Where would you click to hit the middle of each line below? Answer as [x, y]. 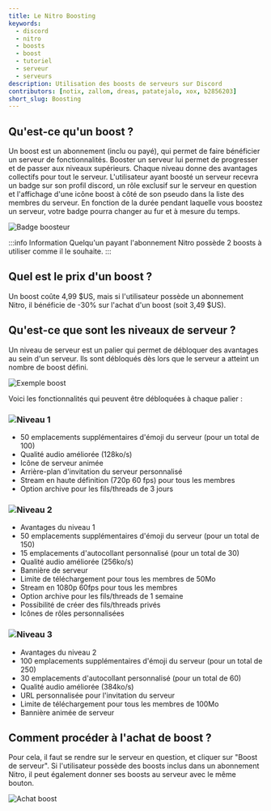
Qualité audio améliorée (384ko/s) [77, 686]
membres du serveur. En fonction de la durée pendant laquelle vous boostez [135, 203]
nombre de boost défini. [49, 367]
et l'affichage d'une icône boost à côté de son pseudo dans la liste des [126, 194]
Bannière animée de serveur [67, 712]
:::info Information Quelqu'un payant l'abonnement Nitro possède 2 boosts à [135, 243]
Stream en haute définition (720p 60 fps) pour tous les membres [127, 480]
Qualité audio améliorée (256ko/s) [77, 562]
